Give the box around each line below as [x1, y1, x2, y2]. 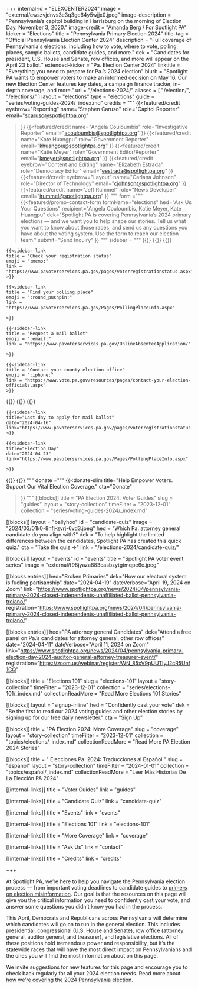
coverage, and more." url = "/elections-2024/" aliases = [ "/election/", [21, 87, 190, 93]
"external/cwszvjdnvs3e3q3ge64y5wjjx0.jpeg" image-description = [6, 11, 171, 18]
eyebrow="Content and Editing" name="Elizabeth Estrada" [20, 161, 164, 168]
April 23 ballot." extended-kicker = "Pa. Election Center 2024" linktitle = [6, 62, 181, 69]
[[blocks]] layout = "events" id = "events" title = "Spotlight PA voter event [6, 555, 184, 562]
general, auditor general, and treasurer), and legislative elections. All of [6, 933, 179, 940]
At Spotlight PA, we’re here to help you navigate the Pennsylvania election [6, 878, 186, 885]
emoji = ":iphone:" [6, 372, 54, 378]
